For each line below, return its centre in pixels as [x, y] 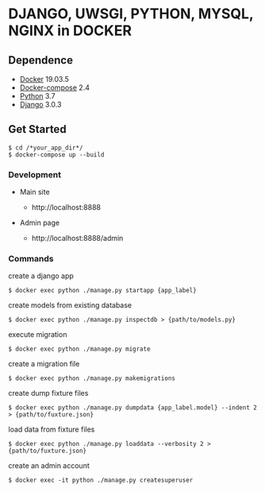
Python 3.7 [37, 96]
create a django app [41, 276]
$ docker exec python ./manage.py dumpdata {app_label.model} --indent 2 [133, 408]
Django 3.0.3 [40, 105]
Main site [35, 192]
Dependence [41, 60]
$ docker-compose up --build [56, 155]
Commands [31, 259]
